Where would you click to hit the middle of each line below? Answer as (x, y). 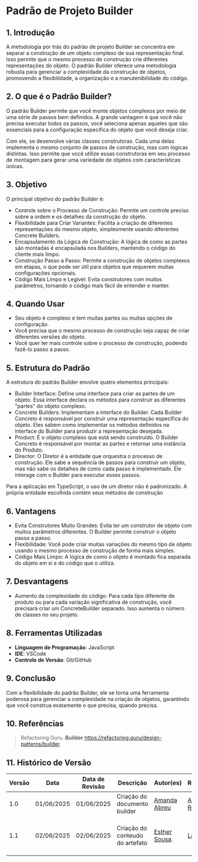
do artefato (132, 843)
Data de (93, 779)
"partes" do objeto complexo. (50, 406)
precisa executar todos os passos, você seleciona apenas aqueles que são (97, 123)
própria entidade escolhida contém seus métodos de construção (85, 493)
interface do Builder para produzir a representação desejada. (89, 431)
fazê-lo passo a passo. (42, 350)
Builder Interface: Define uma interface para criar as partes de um (95, 394)
